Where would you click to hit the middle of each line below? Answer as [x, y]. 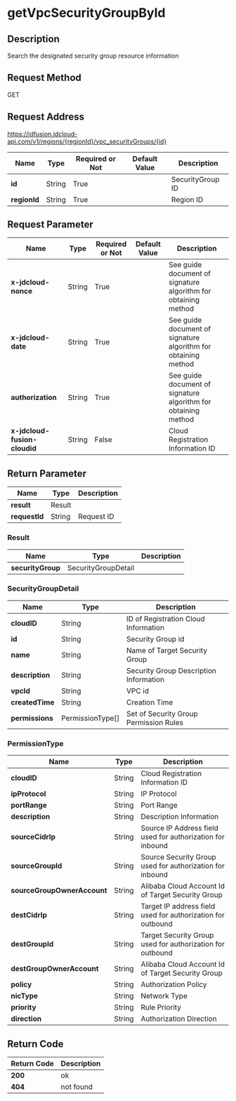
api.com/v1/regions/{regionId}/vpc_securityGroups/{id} [87, 141]
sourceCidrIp [33, 837]
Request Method [45, 78]
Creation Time [150, 702]
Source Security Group [178, 857]
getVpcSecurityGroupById [87, 13]
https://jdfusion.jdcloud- [42, 134]
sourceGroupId [37, 866]
